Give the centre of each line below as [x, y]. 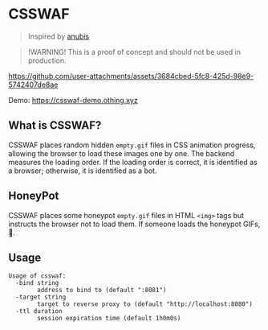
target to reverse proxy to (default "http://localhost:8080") [145, 304]
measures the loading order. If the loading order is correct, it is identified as [133, 162]
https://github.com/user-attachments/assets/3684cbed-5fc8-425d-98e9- [131, 76]
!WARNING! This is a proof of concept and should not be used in [134, 52]
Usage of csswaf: [37, 276]
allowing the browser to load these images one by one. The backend [122, 153]
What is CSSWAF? [55, 126]
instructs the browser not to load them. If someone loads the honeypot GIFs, [134, 224]
